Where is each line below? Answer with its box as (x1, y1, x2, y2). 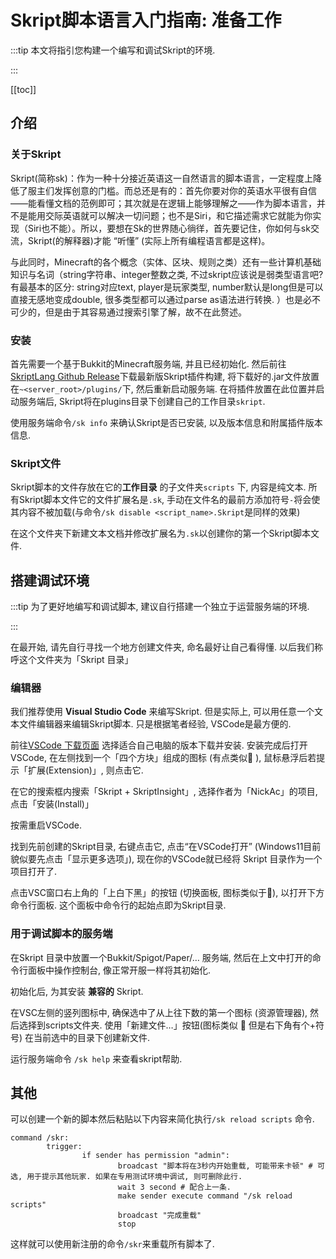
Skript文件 (10, 456, 62, 470)
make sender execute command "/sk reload (117, 1191, 293, 1201)
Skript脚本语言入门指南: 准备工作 (10, 9, 282, 32)
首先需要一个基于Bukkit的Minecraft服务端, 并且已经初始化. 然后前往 (10, 357, 287, 370)
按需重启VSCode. (10, 819, 83, 831)
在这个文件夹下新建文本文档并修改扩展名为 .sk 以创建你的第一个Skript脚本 (10, 527, 312, 540)
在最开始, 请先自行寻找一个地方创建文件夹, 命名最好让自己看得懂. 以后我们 (10, 641, 315, 653)
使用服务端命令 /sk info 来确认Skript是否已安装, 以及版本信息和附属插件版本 (10, 416, 323, 428)
